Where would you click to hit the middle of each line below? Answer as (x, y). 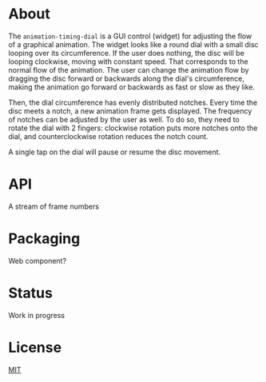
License (35, 347)
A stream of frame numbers (54, 206)
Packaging (44, 239)
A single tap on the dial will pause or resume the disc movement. (115, 152)
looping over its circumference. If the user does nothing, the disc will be (127, 53)
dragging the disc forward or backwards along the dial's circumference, (127, 78)
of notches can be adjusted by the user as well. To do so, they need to (124, 119)
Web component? (37, 261)
